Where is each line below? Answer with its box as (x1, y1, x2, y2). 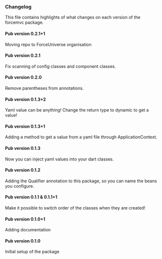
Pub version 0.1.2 (5, 167, 41, 173)
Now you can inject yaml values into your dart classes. (5, 156, 114, 162)
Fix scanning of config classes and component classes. (5, 63, 116, 69)
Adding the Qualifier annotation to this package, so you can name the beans (5, 178, 157, 184)
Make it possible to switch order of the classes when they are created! (5, 205, 146, 210)
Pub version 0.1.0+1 (5, 216, 46, 222)
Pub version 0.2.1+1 (5, 31, 45, 36)
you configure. (5, 183, 34, 189)
